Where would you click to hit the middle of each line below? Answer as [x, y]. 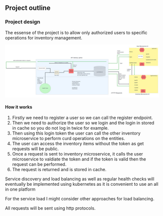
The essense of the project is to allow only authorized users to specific [76, 32]
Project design [23, 22]
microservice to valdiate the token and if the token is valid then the [79, 159]
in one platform [20, 189]
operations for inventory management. [44, 38]
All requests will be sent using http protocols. [51, 208]
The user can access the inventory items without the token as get [78, 144]
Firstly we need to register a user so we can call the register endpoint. [82, 118]
